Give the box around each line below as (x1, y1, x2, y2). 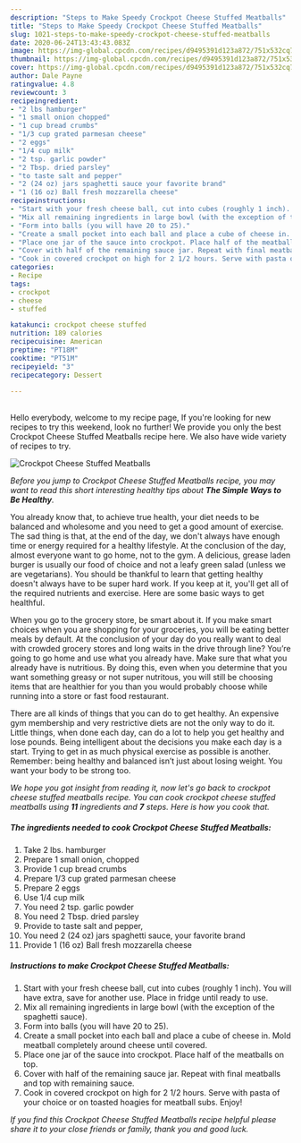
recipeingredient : (10, 96, 79, 106)
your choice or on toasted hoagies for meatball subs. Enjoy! (22, 1097, 243, 1108)
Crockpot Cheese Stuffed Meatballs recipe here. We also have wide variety (10, 431, 287, 442)
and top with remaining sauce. (22, 1078, 135, 1088)
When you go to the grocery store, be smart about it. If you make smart (10, 615, 272, 626)
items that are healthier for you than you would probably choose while (10, 681, 268, 692)
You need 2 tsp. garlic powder (22, 901, 135, 913)
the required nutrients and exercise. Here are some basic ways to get (10, 588, 264, 599)
